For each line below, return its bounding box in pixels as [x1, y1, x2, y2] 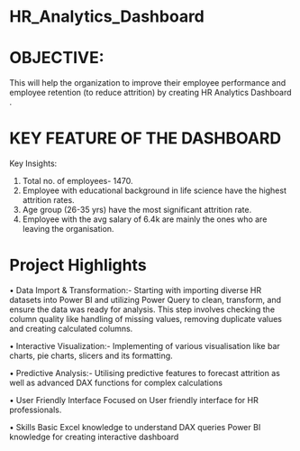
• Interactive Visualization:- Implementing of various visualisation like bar [9, 341, 281, 351]
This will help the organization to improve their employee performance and [9, 78, 286, 88]
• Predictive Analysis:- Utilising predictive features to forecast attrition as [9, 368, 281, 378]
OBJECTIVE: [9, 48, 105, 69]
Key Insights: [9, 158, 58, 169]
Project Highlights [9, 255, 147, 276]
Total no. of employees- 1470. [22, 176, 133, 187]
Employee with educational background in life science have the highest [22, 185, 286, 196]
